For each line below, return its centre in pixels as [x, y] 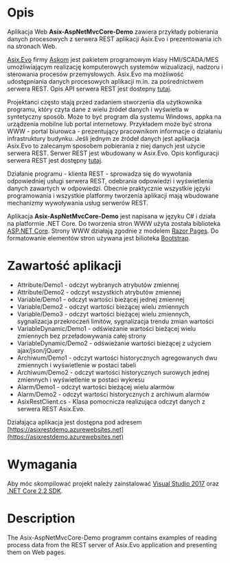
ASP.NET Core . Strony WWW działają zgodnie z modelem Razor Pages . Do [113, 231]
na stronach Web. [32, 46]
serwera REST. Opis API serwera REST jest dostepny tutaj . [89, 89]
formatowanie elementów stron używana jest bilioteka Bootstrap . [99, 238]
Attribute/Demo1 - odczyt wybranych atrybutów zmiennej [98, 285]
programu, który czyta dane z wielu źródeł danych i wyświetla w [98, 109]
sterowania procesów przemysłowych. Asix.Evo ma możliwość [95, 74]
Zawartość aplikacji [64, 266]
